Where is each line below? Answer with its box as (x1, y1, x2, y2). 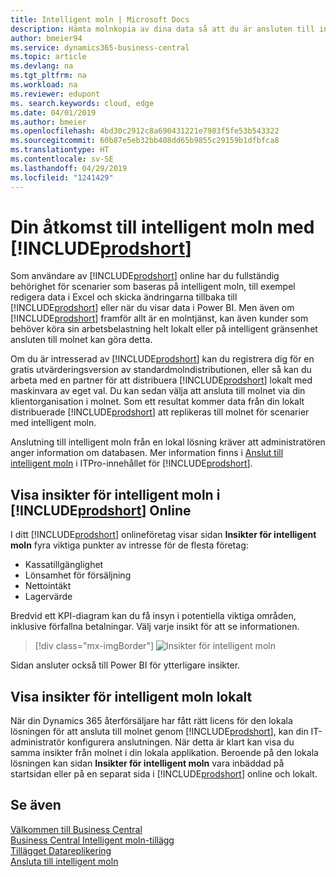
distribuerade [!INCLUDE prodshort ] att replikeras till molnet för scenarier (10, 406, 310, 418)
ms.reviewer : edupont (10, 89, 101, 99)
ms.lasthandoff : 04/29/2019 (10, 163, 128, 173)
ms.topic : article (10, 52, 87, 62)
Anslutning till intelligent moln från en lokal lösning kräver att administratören (10, 436, 326, 448)
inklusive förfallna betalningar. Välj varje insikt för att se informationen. (10, 621, 300, 633)
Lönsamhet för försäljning (24, 569, 132, 581)
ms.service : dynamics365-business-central (10, 42, 190, 53)
